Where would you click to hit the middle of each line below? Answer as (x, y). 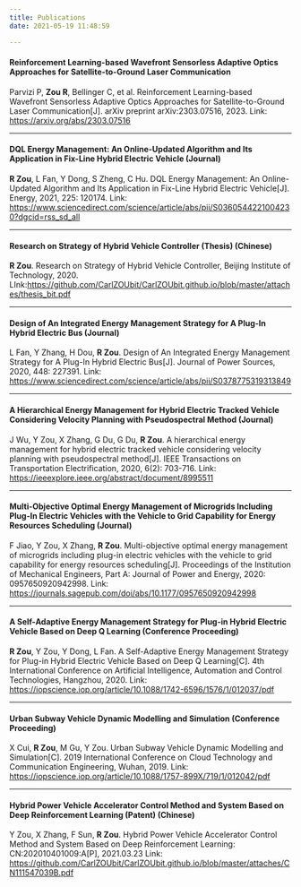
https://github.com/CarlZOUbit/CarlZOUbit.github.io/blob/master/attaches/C (150, 863)
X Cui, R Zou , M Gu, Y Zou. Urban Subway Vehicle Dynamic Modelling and (146, 748)
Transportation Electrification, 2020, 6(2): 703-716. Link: (113, 468)
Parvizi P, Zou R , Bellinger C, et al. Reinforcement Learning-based (131, 91)
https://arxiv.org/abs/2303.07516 (70, 120)
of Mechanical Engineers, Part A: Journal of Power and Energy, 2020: (138, 573)
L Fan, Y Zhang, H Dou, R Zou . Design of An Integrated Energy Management (150, 353)
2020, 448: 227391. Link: (56, 372)
